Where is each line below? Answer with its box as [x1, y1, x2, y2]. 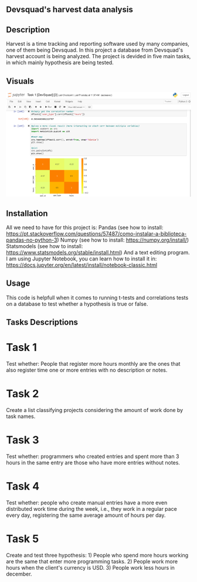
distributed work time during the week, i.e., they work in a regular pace [6, 506, 177, 513]
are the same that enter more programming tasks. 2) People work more [6, 558, 178, 565]
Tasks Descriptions [6, 317, 78, 327]
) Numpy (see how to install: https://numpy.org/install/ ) [57, 236, 189, 243]
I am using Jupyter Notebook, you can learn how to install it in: [6, 255, 157, 262]
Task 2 [6, 387, 39, 400]
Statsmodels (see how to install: [6, 243, 83, 250]
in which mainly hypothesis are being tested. [6, 59, 114, 66]
